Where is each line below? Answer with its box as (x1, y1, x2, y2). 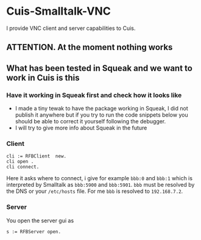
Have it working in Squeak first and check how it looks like (6, 90, 182, 99)
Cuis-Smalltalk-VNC (6, 4, 111, 18)
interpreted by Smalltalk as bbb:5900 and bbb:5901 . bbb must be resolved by (6, 181, 195, 189)
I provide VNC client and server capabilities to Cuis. (6, 24, 136, 32)
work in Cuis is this (6, 72, 80, 83)
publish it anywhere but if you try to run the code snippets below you (15, 111, 188, 118)
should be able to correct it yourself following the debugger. (15, 118, 166, 125)
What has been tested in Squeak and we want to (6, 63, 193, 73)
